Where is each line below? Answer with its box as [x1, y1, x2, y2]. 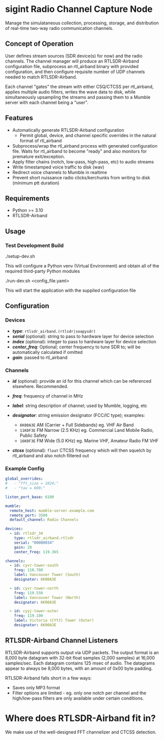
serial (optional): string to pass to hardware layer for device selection [12, 333, 154, 339]
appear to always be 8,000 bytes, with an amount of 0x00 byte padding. [5, 665, 153, 671]
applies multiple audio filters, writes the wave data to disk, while [5, 88, 136, 95]
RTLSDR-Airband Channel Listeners [5, 636, 118, 645]
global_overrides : [5, 476, 43, 482]
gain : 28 [14, 545, 32, 550]
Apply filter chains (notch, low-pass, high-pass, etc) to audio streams [12, 159, 154, 164]
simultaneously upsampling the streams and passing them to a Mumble [5, 94, 151, 100]
